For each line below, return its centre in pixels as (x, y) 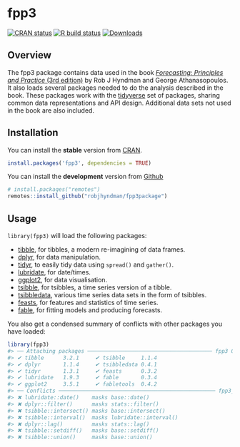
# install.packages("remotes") (54, 190)
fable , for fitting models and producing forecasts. (90, 310)
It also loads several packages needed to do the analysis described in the (115, 88)
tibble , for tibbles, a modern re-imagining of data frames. (101, 250)
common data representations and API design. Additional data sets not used (119, 103)
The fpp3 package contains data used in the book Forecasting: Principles (115, 72)
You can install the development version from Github (85, 177)
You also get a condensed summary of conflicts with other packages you (115, 324)
